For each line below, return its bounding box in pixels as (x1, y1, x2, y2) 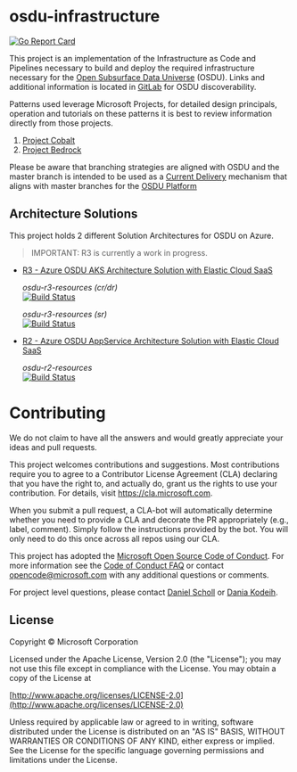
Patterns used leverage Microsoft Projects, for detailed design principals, (9, 98, 278, 109)
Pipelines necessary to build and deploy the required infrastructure (9, 62, 255, 73)
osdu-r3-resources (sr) (21, 308, 108, 319)
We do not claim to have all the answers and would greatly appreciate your (9, 432, 284, 443)
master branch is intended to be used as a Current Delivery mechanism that (9, 171, 288, 182)
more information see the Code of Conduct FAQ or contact (9, 560, 225, 571)
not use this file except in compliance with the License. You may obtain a (9, 662, 276, 674)
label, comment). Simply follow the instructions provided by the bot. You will (9, 523, 288, 534)
